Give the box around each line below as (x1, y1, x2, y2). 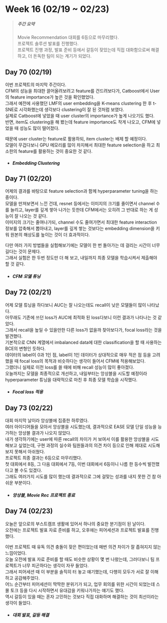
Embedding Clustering (12, 160, 60, 166)
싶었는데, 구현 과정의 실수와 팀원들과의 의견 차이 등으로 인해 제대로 (18, 442, 147, 449)
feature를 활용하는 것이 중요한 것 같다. (18, 148, 93, 154)
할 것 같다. (5, 261, 25, 267)
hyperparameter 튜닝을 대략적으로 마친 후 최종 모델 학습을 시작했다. (5, 376, 138, 382)
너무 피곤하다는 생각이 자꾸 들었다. (22, 562, 89, 568)
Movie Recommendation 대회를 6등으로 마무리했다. (17, 34, 119, 40)
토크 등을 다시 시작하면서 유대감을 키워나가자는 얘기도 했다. (10, 587, 125, 593)
